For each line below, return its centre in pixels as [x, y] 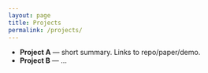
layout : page [30, 15]
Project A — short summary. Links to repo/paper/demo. [110, 53]
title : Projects [35, 23]
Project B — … [43, 60]
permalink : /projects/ [45, 30]
